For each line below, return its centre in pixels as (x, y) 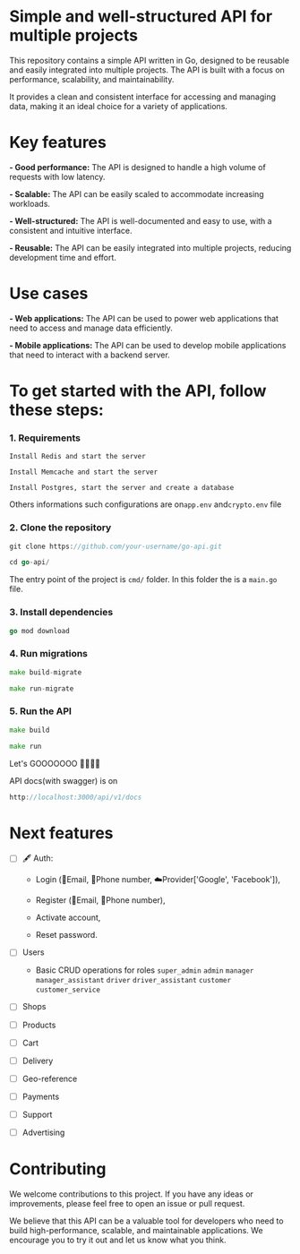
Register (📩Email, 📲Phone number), (100, 900)
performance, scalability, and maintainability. (92, 79)
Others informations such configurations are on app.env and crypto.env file (146, 504)
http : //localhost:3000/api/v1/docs (76, 797)
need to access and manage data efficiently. (91, 328)
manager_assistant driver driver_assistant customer (133, 981)
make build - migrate (46, 672)
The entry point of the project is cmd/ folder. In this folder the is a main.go (143, 580)
